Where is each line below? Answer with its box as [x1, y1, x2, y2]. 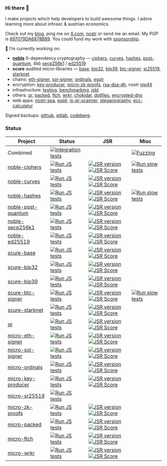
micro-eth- [7, 332, 35, 339]
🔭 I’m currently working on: [5, 46, 61, 52]
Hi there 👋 [5, 4, 30, 11]
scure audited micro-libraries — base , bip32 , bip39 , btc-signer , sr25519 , [12, 66, 161, 72]
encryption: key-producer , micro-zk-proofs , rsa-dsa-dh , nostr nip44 [12, 82, 153, 88]
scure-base [7, 249, 36, 256]
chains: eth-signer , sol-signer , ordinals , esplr [12, 77, 104, 83]
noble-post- [7, 203, 38, 210]
